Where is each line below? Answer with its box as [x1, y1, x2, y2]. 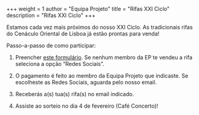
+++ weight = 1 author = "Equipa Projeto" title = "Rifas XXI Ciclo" [6, 6, 170, 12]
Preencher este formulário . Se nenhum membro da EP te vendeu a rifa [15, 54, 193, 61]
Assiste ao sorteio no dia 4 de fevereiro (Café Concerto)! [15, 102, 159, 109]
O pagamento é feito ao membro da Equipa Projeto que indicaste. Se [15, 72, 189, 79]
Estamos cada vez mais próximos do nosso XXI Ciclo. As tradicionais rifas [6, 24, 193, 31]
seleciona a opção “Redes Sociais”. [15, 61, 105, 67]
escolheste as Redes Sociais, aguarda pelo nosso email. [15, 79, 157, 86]
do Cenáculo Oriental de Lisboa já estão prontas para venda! [6, 30, 160, 37]
